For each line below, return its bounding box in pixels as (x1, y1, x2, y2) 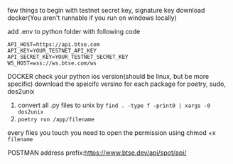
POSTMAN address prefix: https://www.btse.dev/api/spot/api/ (7, 148, 187, 157)
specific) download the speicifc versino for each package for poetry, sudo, (7, 80, 226, 88)
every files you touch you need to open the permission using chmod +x (7, 129, 216, 137)
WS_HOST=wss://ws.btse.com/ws (7, 60, 97, 67)
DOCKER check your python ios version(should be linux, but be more (7, 72, 210, 80)
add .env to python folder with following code (7, 28, 141, 35)
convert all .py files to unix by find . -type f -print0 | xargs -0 (17, 101, 211, 109)
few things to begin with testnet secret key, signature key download (7, 6, 205, 14)
